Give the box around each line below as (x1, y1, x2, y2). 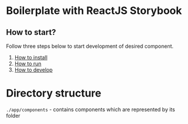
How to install (14, 54, 48, 61)
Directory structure (6, 87, 102, 100)
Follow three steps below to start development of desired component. (6, 42, 174, 49)
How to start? (6, 27, 57, 37)
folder (6, 112, 20, 119)
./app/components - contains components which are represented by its (6, 106, 175, 113)
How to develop (14, 66, 53, 73)
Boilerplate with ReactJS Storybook (6, 4, 182, 17)
